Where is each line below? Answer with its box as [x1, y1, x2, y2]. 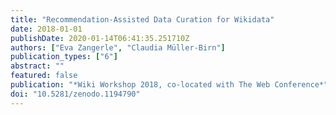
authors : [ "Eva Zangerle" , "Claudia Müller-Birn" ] [10, 42, 226, 53]
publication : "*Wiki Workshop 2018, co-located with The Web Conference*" [10, 80, 329, 90]
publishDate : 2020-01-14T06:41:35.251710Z [10, 33, 190, 43]
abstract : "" [10, 61, 65, 71]
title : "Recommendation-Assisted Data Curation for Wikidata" [10, 14, 275, 25]
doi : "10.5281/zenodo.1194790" [10, 89, 141, 99]
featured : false [10, 71, 78, 81]
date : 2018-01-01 [10, 24, 83, 34]
